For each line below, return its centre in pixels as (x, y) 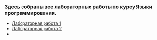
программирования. (31, 13)
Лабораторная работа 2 (37, 29)
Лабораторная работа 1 (36, 23)
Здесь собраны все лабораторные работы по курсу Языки (78, 7)
